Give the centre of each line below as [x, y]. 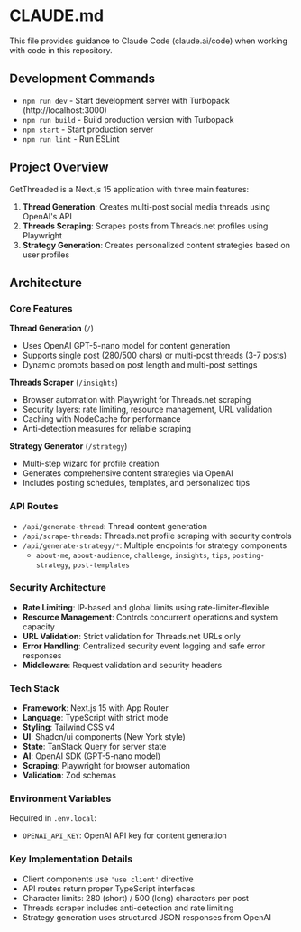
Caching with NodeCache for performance [101, 419]
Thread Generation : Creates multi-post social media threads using [146, 206]
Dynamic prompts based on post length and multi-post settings [140, 365]
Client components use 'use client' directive [108, 879]
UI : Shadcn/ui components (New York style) [104, 737]
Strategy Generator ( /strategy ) [68, 446]
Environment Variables [60, 798]
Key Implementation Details [71, 859]
